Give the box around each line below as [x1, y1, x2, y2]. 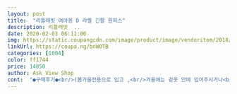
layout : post [7, 10, 46, 18]
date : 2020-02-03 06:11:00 [7, 30, 87, 37]
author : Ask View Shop [7, 69, 74, 76]
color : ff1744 [7, 57, 49, 64]
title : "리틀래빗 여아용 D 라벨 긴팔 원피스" [7, 17, 126, 24]
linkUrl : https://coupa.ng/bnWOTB [7, 43, 109, 50]
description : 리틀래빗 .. [7, 23, 81, 30]
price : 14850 [7, 63, 46, 70]
